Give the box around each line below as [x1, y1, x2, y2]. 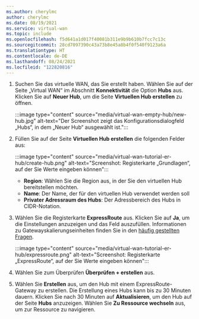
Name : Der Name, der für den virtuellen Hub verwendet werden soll [23, 190, 190, 197]
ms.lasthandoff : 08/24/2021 [6, 58, 76, 64]
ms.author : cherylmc [6, 8, 58, 15]
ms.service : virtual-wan [6, 25, 68, 32]
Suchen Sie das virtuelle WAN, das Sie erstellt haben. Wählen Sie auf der [14, 80, 193, 88]
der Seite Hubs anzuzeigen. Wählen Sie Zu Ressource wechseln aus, [14, 299, 186, 307]
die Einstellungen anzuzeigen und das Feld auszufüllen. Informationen [14, 221, 187, 228]
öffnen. [14, 100, 33, 107]
